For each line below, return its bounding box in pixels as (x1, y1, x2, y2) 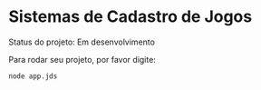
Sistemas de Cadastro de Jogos (8, 6, 253, 27)
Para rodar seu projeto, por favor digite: (8, 54, 156, 65)
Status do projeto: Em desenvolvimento (8, 36, 156, 47)
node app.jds (8, 71, 58, 81)
